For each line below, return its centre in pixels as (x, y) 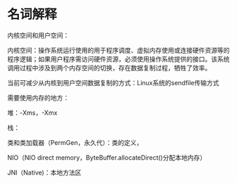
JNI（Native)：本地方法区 (44, 172)
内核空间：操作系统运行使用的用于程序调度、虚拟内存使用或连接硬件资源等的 (119, 50)
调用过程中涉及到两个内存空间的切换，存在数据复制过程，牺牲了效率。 (109, 68)
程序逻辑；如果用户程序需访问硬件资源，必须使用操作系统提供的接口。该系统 (119, 59)
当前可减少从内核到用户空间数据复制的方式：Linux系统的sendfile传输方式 (114, 82)
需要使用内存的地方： (38, 97)
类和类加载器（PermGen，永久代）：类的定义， (75, 142)
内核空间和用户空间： (38, 35)
